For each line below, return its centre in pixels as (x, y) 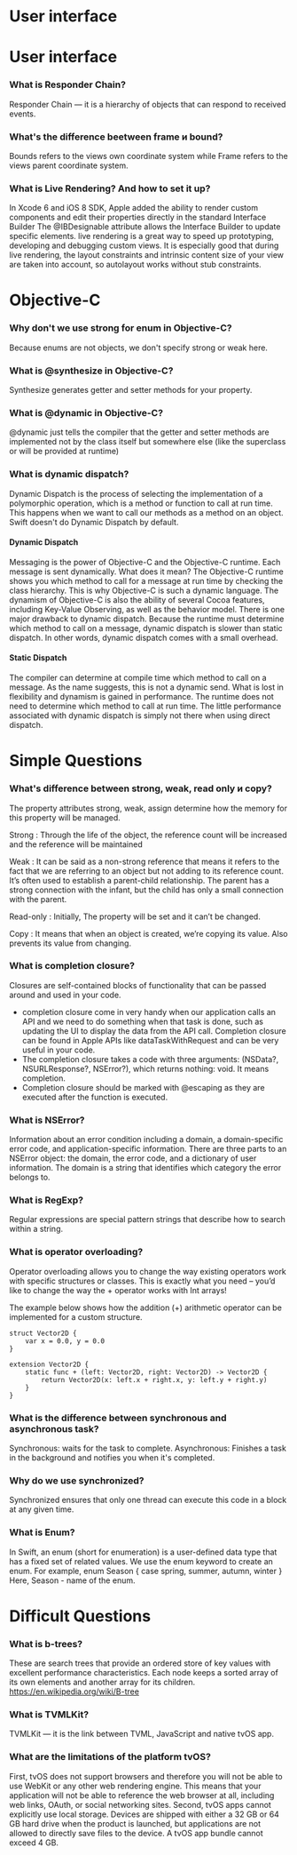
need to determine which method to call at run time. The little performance (145, 706)
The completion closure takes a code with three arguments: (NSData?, (150, 1059)
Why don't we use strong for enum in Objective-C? (121, 328)
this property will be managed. (65, 817)
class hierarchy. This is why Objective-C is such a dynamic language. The (144, 590)
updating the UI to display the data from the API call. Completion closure (154, 1031)
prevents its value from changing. (70, 943)
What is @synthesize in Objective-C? (91, 371)
